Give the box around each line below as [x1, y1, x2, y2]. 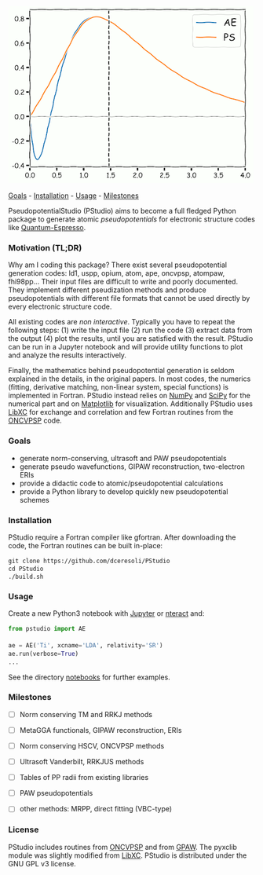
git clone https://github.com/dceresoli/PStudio [8, 557, 170, 565]
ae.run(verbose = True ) [8, 650, 79, 657]
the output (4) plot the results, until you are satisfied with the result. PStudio [8, 334, 254, 343]
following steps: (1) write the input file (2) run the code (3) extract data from [8, 325, 253, 335]
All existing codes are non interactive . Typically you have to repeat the [8, 317, 236, 327]
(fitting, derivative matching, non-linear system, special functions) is [8, 383, 229, 392]
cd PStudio [8, 565, 44, 573]
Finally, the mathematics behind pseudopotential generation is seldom [8, 366, 235, 375]
